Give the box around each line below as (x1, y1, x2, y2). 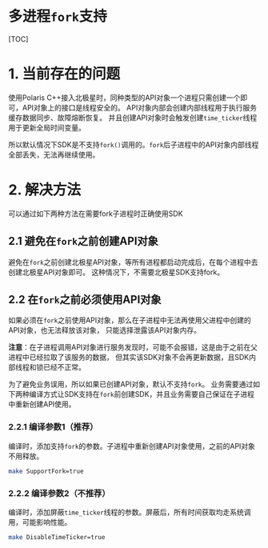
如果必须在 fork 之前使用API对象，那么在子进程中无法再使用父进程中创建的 (8, 315, 251, 325)
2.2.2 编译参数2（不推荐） (8, 487, 110, 498)
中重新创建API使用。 (8, 399, 76, 409)
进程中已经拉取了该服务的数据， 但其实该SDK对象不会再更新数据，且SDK (8, 353, 250, 362)
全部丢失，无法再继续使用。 (8, 150, 100, 159)
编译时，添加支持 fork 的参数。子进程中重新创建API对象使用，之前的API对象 (8, 441, 256, 450)
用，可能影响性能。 (8, 517, 72, 526)
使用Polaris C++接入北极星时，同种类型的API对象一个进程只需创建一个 (8, 93, 241, 102)
